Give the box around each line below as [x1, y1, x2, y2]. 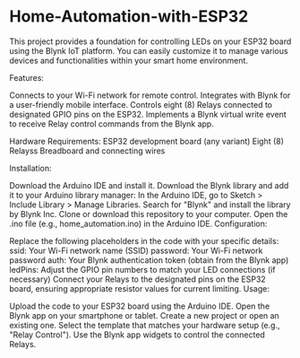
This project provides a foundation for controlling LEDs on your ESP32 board [9, 36, 292, 47]
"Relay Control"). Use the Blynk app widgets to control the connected [9, 329, 266, 340]
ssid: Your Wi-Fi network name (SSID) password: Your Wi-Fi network [9, 245, 263, 256]
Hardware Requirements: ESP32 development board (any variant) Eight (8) [9, 135, 285, 146]
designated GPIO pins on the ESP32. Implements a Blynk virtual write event [9, 109, 287, 119]
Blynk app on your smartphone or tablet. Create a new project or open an [9, 310, 279, 320]
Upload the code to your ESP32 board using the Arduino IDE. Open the [9, 301, 270, 311]
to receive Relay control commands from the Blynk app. [9, 118, 215, 129]
